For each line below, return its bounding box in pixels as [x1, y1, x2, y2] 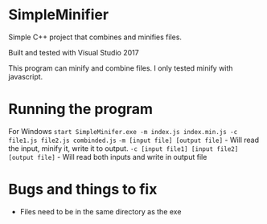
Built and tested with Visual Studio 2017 [8, 47, 139, 57]
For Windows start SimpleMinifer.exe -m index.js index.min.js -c [8, 126, 238, 136]
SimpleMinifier [8, 6, 109, 24]
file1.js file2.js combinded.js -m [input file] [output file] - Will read [8, 135, 260, 145]
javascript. [8, 71, 43, 81]
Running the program [8, 100, 154, 118]
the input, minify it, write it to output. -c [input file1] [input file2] [8, 143, 239, 153]
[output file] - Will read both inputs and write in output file [8, 152, 207, 161]
